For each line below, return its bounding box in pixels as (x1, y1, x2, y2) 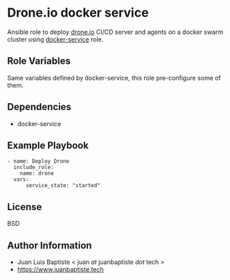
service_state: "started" (25, 182, 100, 189)
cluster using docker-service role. (7, 35, 104, 43)
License (7, 201, 42, 213)
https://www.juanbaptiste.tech (17, 265, 104, 273)
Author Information (7, 239, 92, 251)
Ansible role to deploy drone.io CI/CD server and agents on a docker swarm (7, 28, 224, 36)
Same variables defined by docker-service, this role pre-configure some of (7, 73, 222, 82)
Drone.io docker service (7, 5, 149, 21)
